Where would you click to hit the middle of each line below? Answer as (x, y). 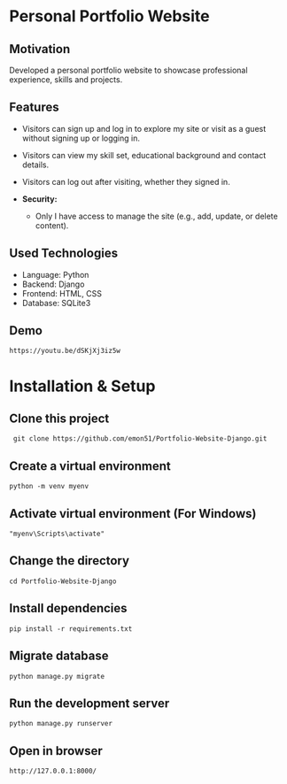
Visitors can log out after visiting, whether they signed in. (126, 181)
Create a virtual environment (90, 466)
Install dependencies (68, 608)
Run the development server (89, 703)
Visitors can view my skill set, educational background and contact (144, 155)
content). (52, 225)
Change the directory (70, 561)
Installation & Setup (82, 386)
